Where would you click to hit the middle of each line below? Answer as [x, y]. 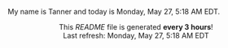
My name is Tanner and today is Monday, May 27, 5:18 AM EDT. [114, 12]
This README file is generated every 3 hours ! [136, 27]
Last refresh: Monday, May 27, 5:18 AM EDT [136, 36]
